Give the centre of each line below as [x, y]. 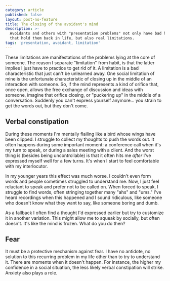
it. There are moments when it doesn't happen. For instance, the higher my [83, 262]
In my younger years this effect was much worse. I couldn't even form [78, 176]
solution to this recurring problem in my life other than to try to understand [83, 257]
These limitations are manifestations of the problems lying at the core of [80, 57]
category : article [25, 10]
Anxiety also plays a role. [31, 273]
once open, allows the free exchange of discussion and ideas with [74, 90]
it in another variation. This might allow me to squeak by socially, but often [83, 218]
